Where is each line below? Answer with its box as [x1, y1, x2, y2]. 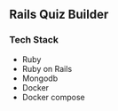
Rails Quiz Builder [9, 7, 109, 22]
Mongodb [21, 73, 59, 83]
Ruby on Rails [21, 63, 73, 74]
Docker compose [21, 91, 86, 102]
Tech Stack [9, 34, 59, 46]
